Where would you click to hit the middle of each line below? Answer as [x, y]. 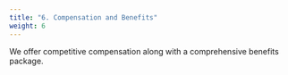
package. [26, 61]
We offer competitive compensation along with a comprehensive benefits [144, 51]
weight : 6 [28, 26]
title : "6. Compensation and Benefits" [84, 17]
